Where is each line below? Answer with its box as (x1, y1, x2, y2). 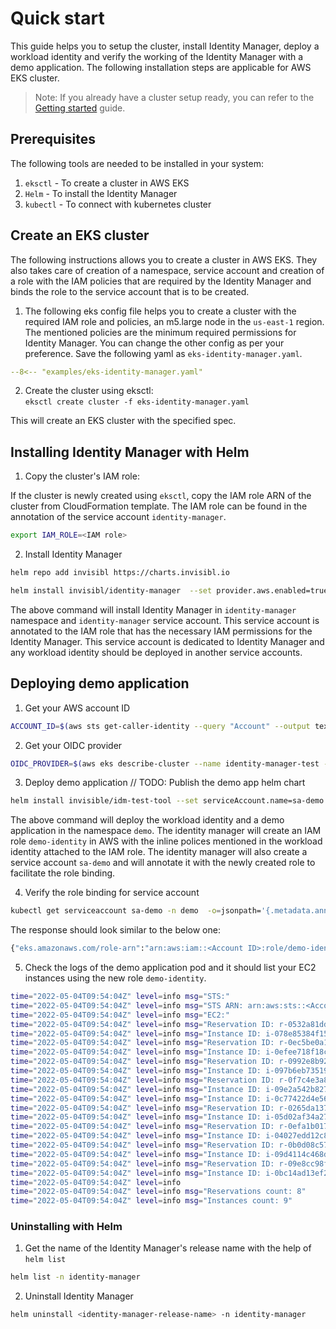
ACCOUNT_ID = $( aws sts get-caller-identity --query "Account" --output (10, 721, 311, 731)
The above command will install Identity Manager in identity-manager (10, 603, 297, 616)
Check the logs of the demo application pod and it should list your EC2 (24, 962, 317, 974)
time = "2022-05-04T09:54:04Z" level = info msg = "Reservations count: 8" (10, 1187, 307, 1197)
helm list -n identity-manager (10, 1272, 141, 1282)
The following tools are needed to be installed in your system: (10, 157, 265, 169)
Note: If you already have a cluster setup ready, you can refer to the (34, 91, 315, 103)
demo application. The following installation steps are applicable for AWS (10, 61, 312, 73)
